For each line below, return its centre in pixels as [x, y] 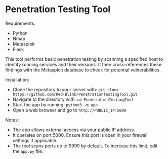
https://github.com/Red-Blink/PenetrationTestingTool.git [75, 94]
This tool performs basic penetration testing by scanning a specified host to [84, 59]
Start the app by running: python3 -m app [55, 104]
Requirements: [20, 23]
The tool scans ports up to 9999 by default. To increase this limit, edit [85, 146]
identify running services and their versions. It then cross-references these [83, 64]
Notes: [12, 120]
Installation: [17, 79]
